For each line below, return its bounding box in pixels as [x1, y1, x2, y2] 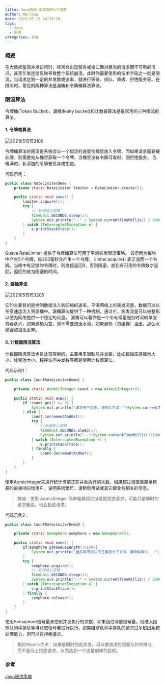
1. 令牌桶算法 [5, 127, 31, 133]
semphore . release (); [31, 595, 74, 600]
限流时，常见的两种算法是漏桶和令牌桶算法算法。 [5, 82, 104, 89]
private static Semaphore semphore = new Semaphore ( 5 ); [14, 531, 131, 536]
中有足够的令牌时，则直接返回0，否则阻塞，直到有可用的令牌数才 [22, 262, 154, 268]
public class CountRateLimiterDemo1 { [5, 378, 84, 382]
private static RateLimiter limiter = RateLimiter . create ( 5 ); [14, 186, 144, 190]
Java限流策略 [5, 673, 32, 679]
